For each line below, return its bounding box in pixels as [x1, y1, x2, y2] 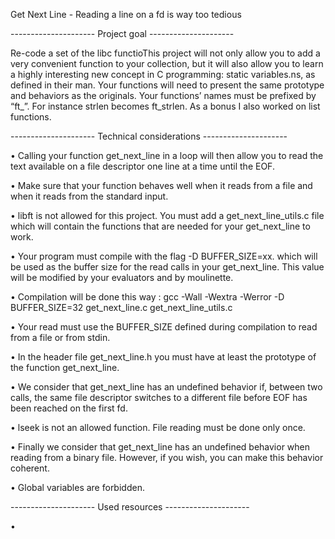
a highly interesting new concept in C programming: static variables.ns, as [10, 69, 316, 80]
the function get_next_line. [10, 362, 120, 373]
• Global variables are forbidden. [10, 482, 145, 493]
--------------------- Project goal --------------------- [10, 28, 235, 39]
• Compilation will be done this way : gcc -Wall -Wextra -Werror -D [10, 291, 285, 303]
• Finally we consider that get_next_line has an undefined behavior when [10, 441, 311, 453]
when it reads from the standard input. [10, 190, 169, 202]
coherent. [10, 462, 50, 474]
